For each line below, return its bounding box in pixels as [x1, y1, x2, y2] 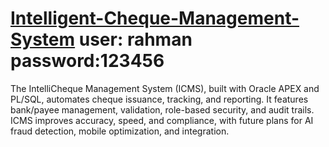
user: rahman [78, 28, 193, 51]
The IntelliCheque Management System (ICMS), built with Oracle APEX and [10, 82, 320, 94]
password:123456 [10, 50, 165, 72]
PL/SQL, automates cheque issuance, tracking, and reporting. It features [10, 93, 309, 105]
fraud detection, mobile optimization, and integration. [10, 125, 230, 137]
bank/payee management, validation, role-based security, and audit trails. [10, 103, 315, 116]
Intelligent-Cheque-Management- [10, 7, 300, 30]
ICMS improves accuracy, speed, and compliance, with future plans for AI [10, 114, 314, 126]
